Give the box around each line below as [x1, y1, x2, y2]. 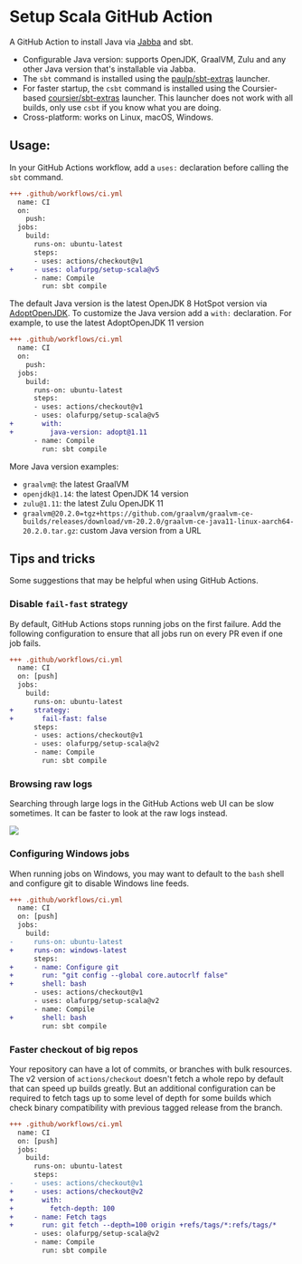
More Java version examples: [9, 460, 119, 472]
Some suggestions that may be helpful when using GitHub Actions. [9, 575, 260, 586]
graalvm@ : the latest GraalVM [22, 478, 129, 489]
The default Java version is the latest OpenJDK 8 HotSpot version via [9, 298, 268, 309]
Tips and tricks [9, 551, 96, 566]
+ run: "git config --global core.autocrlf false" [9, 971, 229, 980]
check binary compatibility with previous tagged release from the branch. [9, 1102, 283, 1113]
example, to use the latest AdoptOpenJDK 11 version [9, 317, 204, 328]
